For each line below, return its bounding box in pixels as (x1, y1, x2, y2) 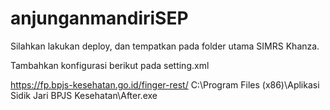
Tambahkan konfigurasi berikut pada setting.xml (10, 59, 210, 71)
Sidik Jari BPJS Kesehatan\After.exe (10, 89, 158, 101)
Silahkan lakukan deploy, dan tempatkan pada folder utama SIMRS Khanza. (10, 40, 320, 52)
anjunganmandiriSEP (10, 7, 189, 30)
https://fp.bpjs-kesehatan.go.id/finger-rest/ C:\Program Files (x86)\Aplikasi (10, 78, 320, 91)
